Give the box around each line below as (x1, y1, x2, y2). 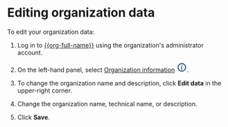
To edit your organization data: (7, 28, 95, 36)
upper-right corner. (17, 86, 73, 95)
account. (17, 48, 43, 57)
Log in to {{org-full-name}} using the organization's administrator (17, 41, 204, 49)
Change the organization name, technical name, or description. (17, 99, 198, 108)
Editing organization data (7, 5, 155, 21)
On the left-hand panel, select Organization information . (17, 66, 189, 74)
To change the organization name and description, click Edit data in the (17, 79, 222, 87)
